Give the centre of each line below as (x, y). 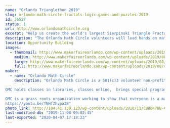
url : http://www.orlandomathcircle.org (47, 29)
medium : (22, 57)
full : (20, 66)
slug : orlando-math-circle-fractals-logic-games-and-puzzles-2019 (77, 15)
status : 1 (16, 24)
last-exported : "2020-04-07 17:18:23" (46, 118)
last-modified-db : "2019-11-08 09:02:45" (50, 113)
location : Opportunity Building (39, 43)
